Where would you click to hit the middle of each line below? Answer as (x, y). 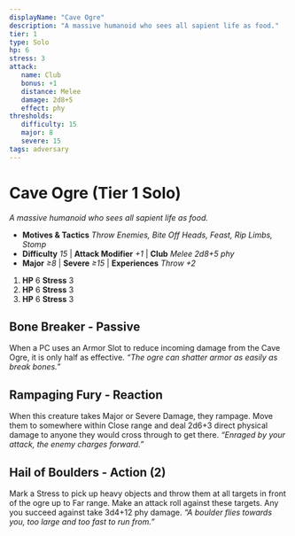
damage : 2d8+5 (47, 100)
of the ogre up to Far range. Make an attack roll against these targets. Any (144, 503)
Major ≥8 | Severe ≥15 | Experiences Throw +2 (109, 263)
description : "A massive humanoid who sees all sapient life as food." (144, 26)
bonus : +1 (39, 83)
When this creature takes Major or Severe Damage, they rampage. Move (141, 416)
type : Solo (29, 42)
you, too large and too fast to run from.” (82, 522)
